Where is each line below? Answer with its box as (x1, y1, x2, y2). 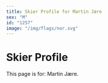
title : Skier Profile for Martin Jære (6, 8, 102, 15)
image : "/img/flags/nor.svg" (6, 25, 78, 31)
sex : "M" (6, 14, 28, 20)
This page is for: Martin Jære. (6, 71, 79, 78)
